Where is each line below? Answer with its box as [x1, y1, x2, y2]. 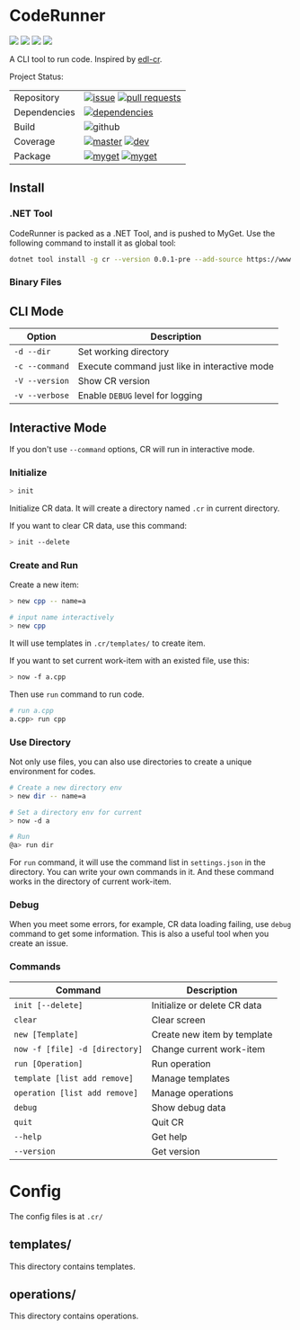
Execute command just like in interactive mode [77, 361, 274, 373]
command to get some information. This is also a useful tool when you [9, 928, 269, 940]
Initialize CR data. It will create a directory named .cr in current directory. [9, 503, 280, 513]
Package [13, 149, 51, 162]
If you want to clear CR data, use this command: [9, 521, 187, 531]
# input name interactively [9, 613, 115, 622]
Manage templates [151, 1072, 231, 1085]
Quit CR [151, 1116, 184, 1129]
